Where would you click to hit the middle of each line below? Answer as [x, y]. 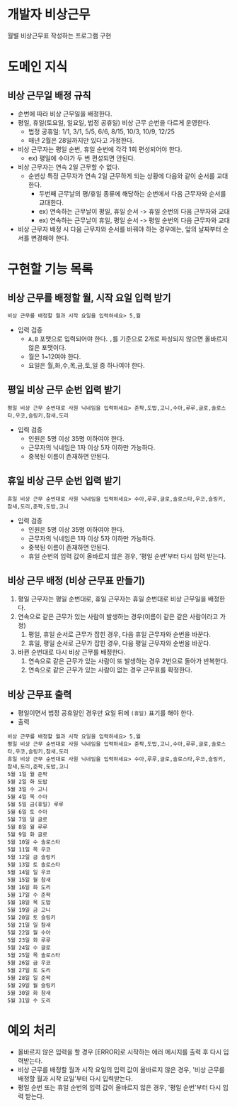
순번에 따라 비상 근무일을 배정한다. [65, 114]
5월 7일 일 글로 [28, 820]
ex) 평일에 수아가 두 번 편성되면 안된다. [82, 158]
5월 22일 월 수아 [29, 933]
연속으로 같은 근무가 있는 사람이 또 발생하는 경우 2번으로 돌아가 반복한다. [128, 661]
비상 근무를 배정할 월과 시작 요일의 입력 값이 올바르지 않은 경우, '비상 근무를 [121, 1070]
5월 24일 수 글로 [29, 948]
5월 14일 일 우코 [29, 873]
